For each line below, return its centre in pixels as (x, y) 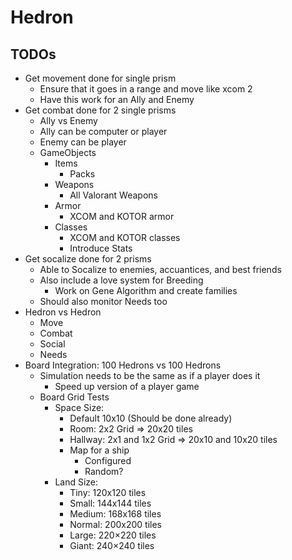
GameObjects (68, 152)
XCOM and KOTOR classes (125, 237)
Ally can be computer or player (103, 131)
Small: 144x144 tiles (110, 503)
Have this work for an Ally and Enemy (117, 99)
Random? (104, 471)
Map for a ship (99, 450)
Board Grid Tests (74, 397)
